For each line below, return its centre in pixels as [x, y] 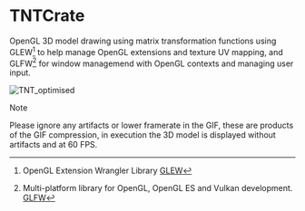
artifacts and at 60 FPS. [54, 145]
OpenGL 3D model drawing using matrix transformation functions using [143, 41]
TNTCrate [47, 16]
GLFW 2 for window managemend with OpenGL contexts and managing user [152, 62]
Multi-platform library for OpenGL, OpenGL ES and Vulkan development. [157, 188]
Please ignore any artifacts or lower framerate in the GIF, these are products [152, 125]
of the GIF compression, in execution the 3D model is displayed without [143, 135]
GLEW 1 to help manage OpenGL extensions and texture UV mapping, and [146, 51]
